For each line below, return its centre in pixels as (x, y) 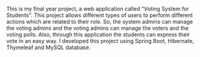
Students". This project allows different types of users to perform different (100, 15)
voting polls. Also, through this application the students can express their (98, 35)
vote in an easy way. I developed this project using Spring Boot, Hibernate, (100, 41)
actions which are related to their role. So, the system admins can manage (100, 22)
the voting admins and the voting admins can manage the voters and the (98, 28)
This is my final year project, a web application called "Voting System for (98, 9)
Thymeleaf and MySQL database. (48, 47)
